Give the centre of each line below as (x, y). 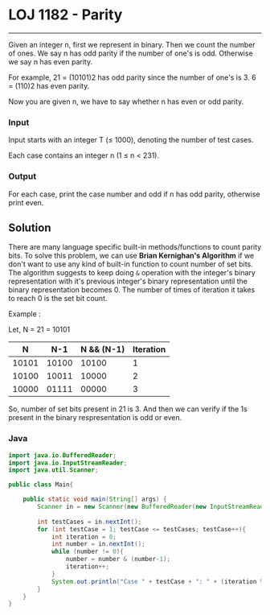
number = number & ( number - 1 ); (118, 559)
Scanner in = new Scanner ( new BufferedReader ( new (122, 507)
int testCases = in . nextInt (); (90, 522)
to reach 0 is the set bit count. (58, 299)
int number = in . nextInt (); (98, 544)
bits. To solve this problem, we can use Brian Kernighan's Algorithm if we (131, 256)
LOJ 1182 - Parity (65, 15)
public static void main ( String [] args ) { (95, 499)
